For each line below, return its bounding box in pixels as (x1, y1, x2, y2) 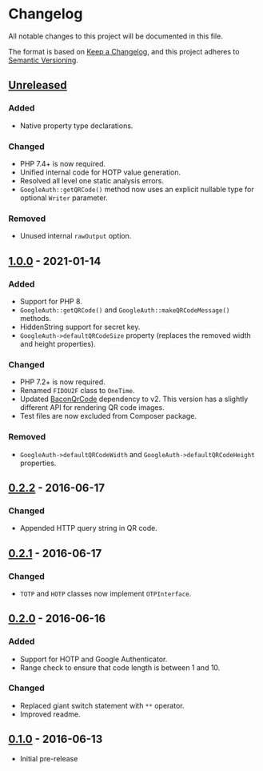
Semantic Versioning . (8, 55, 78, 65)
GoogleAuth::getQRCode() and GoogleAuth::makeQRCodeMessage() (19, 305, 230, 315)
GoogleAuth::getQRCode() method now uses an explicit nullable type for (19, 184, 254, 194)
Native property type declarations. (19, 121, 133, 131)
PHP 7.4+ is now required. (19, 159, 106, 168)
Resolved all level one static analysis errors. (19, 175, 164, 185)
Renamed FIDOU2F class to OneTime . (19, 386, 135, 396)
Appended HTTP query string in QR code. (19, 524, 157, 533)
